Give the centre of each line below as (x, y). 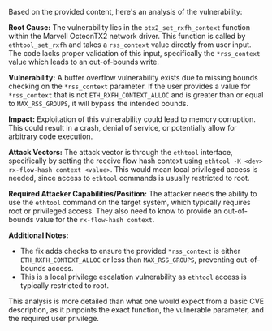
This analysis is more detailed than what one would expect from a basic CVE (136, 301)
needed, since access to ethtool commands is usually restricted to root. (129, 178)
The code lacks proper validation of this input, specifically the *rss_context (134, 53)
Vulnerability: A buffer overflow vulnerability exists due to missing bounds (133, 77)
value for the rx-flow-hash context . (95, 219)
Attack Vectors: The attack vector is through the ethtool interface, (121, 152)
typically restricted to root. (65, 286)
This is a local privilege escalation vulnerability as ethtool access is (133, 277)
